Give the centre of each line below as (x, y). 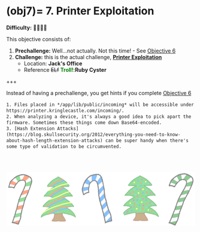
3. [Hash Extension (31, 129)
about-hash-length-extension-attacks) (54, 141)
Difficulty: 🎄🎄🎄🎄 (27, 28)
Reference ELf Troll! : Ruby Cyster (65, 69)
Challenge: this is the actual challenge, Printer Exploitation (88, 57)
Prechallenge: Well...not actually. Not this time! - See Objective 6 (95, 51)
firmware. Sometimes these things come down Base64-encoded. (84, 123)
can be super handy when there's (147, 141)
